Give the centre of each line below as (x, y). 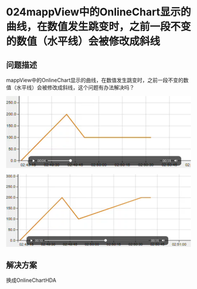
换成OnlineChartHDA (31, 280)
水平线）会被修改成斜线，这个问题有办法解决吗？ (75, 88)
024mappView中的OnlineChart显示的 (98, 12)
